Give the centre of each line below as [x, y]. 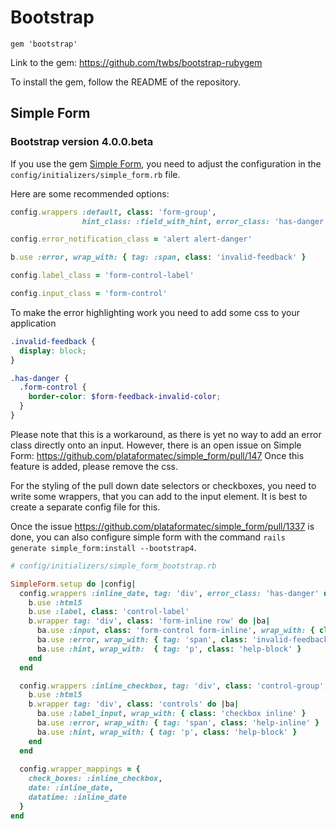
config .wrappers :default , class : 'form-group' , [113, 212]
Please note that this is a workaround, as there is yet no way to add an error [166, 434]
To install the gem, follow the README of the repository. [126, 82]
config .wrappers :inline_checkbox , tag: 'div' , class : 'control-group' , [174, 686]
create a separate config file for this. [85, 507]
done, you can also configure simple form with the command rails [148, 537]
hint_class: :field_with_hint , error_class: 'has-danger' [205, 221]
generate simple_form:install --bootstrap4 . [103, 547]
